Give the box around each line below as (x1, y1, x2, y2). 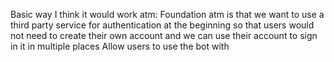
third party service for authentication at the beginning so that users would (10, 19, 315, 31)
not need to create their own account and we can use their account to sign (10, 30, 318, 41)
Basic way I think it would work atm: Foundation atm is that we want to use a (10, 9, 325, 20)
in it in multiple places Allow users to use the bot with (10, 40, 230, 52)
